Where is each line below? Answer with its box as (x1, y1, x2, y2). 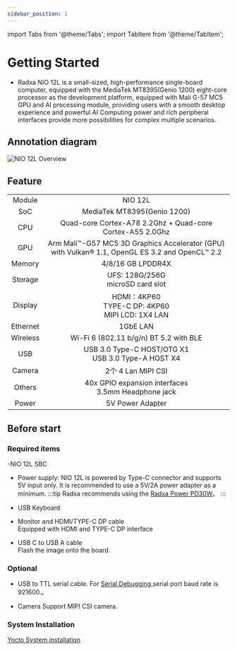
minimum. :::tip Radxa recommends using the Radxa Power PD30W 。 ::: (17, 489, 226, 498)
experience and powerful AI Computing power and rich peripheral (17, 107, 209, 117)
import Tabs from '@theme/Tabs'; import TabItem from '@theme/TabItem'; (7, 30, 224, 38)
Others (13, 382, 37, 392)
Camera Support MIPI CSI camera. (17, 602, 118, 611)
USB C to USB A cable (17, 538, 83, 546)
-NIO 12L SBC (7, 459, 47, 468)
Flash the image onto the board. (17, 546, 111, 554)
